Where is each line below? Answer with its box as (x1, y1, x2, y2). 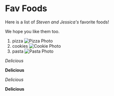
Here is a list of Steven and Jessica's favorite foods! (5, 19, 109, 25)
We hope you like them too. (5, 28, 60, 34)
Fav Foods (5, 3, 48, 14)
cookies (12, 43, 28, 49)
